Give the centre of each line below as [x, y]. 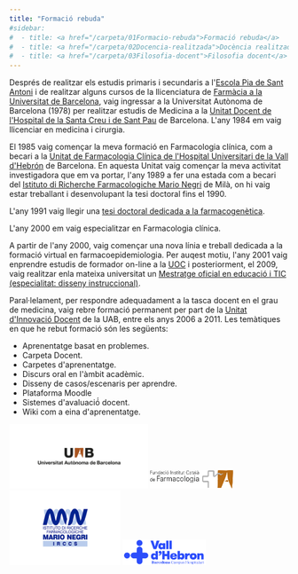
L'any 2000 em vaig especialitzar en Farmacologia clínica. [115, 228]
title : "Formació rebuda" [57, 19]
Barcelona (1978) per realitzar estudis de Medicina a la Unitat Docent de [141, 111]
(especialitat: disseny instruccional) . [75, 283]
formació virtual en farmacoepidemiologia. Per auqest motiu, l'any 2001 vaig [149, 255]
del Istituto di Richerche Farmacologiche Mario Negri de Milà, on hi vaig [140, 185]
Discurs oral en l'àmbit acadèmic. [83, 374]
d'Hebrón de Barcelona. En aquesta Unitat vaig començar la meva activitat [145, 166]
